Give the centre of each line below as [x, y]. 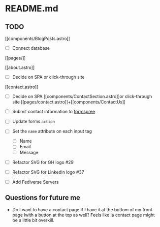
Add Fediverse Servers [35, 182]
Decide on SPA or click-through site [48, 77]
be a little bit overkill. [33, 220]
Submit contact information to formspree [53, 112]
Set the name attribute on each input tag [52, 131]
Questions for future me [43, 198]
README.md [32, 9]
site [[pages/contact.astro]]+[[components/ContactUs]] [69, 102]
